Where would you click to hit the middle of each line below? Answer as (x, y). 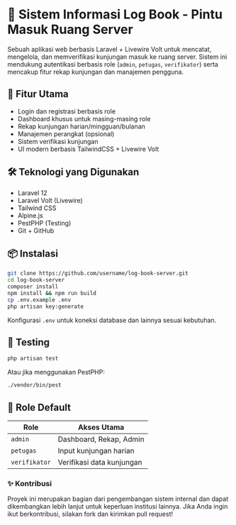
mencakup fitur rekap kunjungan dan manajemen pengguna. (96, 72)
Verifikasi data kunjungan (100, 462)
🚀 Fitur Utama (38, 94)
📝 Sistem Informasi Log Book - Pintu (115, 15)
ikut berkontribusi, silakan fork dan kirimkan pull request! (90, 514)
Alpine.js (30, 215)
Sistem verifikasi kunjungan (58, 141)
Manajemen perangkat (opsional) (66, 133)
